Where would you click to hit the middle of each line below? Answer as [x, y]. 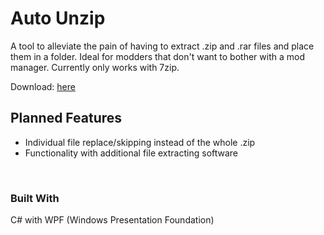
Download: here [43, 86]
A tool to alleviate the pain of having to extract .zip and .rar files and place [162, 46]
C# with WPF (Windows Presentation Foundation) [112, 220]
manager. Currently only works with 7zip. [95, 67]
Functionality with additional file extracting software [131, 153]
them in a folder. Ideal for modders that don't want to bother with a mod [157, 56]
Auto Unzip [58, 18]
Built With [35, 198]
